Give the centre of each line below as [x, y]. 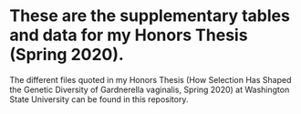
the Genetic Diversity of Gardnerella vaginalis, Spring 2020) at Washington [150, 89]
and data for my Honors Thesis [129, 35]
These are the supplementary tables [150, 16]
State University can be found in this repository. [99, 99]
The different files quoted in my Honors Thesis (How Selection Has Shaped [150, 79]
